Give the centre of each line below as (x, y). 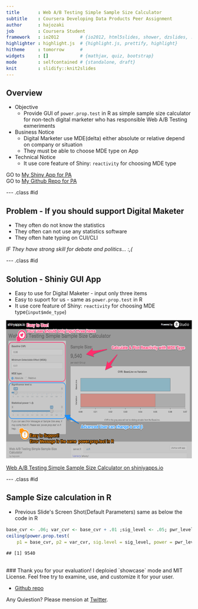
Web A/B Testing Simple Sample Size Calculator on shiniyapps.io (85, 468)
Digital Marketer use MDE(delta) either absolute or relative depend (104, 138)
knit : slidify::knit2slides (51, 68)
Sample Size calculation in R (59, 498)
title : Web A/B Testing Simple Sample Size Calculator (84, 12)
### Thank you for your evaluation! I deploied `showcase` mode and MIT (95, 571)
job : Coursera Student (46, 31)
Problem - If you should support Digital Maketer (95, 211)
